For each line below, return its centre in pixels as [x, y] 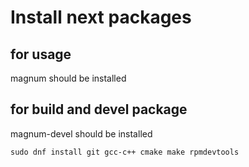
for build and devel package [99, 109]
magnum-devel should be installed [81, 133]
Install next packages [101, 17]
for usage [41, 54]
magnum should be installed [68, 78]
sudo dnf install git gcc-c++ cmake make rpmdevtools [125, 152]
